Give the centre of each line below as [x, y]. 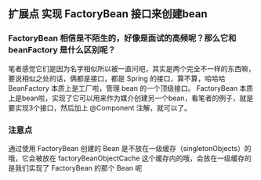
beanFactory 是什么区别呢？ [62, 50]
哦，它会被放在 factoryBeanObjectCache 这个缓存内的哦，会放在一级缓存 [127, 158]
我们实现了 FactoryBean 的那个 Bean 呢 [78, 167]
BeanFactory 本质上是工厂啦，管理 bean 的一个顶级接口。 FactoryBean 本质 [130, 88]
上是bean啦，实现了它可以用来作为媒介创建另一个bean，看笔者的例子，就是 [131, 98]
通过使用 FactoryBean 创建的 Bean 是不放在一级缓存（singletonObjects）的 [130, 148]
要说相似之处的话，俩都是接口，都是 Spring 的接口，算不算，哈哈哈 [117, 78]
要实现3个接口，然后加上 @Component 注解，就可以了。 [100, 107]
